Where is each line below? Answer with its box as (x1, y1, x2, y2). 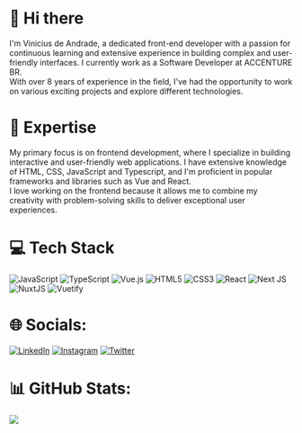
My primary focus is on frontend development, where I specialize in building (9, 147, 291, 158)
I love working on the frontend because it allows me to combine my (9, 185, 258, 196)
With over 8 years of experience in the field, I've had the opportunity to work (9, 76, 293, 86)
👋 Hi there (9, 8, 84, 29)
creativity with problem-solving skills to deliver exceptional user (9, 194, 245, 205)
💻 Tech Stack (9, 238, 115, 258)
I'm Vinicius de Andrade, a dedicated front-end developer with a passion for (9, 38, 291, 49)
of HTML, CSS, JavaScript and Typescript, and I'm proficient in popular (9, 166, 273, 176)
